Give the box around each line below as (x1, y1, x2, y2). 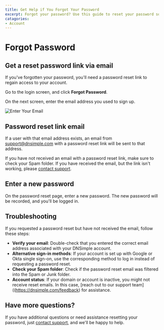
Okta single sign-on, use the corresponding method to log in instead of (12, 255, 155, 261)
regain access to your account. (5, 79, 67, 86)
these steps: (5, 230, 30, 236)
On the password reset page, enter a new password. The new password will (5, 193, 158, 199)
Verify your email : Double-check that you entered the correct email (12, 240, 149, 246)
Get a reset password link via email (5, 61, 113, 70)
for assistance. (81, 287, 111, 293)
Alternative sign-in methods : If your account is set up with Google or (12, 251, 153, 256)
